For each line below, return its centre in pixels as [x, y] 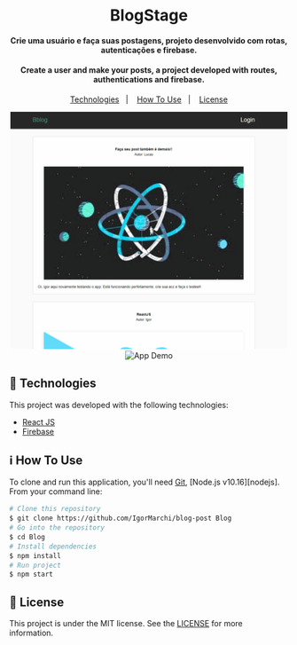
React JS [39, 421]
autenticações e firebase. [149, 50]
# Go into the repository [57, 528]
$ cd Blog [27, 537]
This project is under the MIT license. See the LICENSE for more [126, 624]
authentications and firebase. [149, 80]
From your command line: [56, 492]
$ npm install [35, 555]
